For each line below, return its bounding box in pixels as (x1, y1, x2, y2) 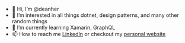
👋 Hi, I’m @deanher (11, 6, 59, 12)
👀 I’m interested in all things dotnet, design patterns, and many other (11, 12, 179, 19)
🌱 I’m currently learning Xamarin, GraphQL (11, 24, 116, 31)
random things (11, 18, 47, 24)
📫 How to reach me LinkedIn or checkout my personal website (11, 31, 166, 37)
